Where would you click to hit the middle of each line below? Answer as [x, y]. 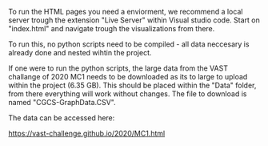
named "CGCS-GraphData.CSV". [62, 102]
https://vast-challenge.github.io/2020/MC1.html [87, 133]
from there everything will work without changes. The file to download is [128, 94]
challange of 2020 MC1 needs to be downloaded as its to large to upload [128, 77]
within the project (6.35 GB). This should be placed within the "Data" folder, [132, 85]
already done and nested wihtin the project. [80, 53]
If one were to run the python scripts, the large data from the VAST [118, 68]
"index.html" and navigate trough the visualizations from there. [112, 28]
